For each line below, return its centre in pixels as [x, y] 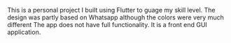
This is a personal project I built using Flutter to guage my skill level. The [111, 10]
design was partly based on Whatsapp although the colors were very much [115, 17]
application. [24, 32]
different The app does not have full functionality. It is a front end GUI [107, 25]
